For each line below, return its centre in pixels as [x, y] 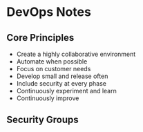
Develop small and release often [62, 76]
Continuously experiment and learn [66, 91]
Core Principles [40, 38]
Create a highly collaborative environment [76, 54]
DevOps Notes [49, 12]
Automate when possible [52, 62]
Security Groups [42, 120]
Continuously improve [48, 98]
